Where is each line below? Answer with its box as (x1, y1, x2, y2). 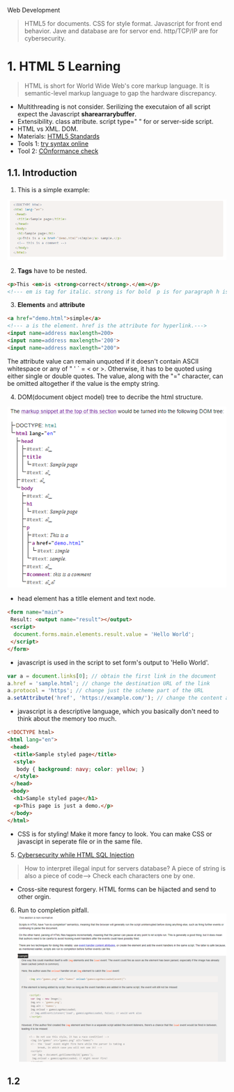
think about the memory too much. (17, 715, 117, 723)
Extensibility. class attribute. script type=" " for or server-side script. (17, 117, 214, 125)
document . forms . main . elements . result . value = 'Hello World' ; (13, 631, 195, 638)
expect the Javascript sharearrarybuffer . (17, 109, 137, 118)
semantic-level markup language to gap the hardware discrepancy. (24, 88, 217, 97)
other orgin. (17, 892, 52, 900)
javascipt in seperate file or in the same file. (17, 837, 143, 845)
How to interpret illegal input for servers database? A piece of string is (24, 864, 226, 873)
